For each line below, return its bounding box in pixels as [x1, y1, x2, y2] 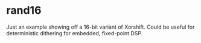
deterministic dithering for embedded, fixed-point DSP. [6, 29, 143, 36]
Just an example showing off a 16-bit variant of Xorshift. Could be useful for [6, 23, 195, 30]
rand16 [6, 4, 42, 17]
